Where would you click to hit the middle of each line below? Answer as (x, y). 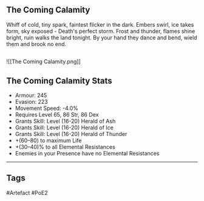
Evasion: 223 (32, 102)
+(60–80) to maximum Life (48, 141)
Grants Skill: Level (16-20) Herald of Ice (64, 128)
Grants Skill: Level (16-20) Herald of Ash (65, 121)
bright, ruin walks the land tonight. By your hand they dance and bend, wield (102, 37)
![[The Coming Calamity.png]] (43, 62)
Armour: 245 (31, 95)
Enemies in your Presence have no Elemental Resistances (87, 154)
